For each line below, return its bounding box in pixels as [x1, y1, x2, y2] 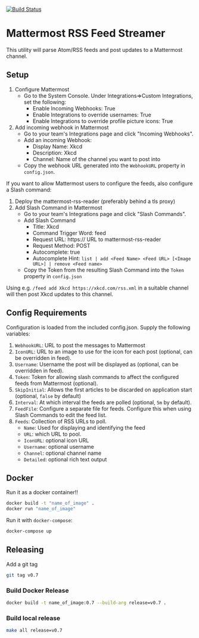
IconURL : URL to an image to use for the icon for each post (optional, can [14, 348, 192, 355]
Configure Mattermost [14, 85, 70, 93]
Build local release [6, 614, 61, 622]
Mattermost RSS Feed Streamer [6, 27, 166, 40]
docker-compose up [6, 528, 52, 534]
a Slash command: [6, 186, 52, 193]
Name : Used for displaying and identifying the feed [23, 424, 145, 431]
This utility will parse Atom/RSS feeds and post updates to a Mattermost [6, 46, 183, 53]
